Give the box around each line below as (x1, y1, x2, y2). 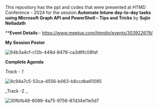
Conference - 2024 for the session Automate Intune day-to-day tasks (5, 9, 151, 15)
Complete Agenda (5, 59, 44, 64)
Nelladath (5, 20, 26, 26)
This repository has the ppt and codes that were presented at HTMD (5, 4, 146, 10)
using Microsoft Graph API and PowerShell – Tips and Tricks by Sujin (5, 15, 151, 20)
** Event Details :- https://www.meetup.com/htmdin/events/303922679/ (5, 30, 153, 35)
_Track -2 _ (5, 88, 28, 94)
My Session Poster (5, 39, 45, 45)
